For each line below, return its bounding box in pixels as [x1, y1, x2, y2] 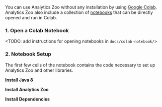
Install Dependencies [5, 96, 50, 102]
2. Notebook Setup [5, 51, 51, 57]
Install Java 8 [5, 77, 33, 83]
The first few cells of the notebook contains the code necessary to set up [5, 62, 156, 68]
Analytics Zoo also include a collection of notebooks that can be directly [5, 9, 153, 15]
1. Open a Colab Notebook [5, 27, 69, 34]
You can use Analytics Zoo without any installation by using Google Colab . [5, 4, 158, 10]
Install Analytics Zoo [5, 86, 49, 92]
